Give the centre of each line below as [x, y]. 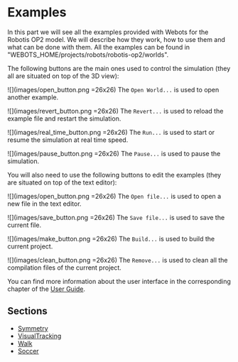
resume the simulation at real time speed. [68, 140]
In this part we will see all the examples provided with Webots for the [108, 32]
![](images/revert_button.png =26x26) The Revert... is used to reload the [115, 111]
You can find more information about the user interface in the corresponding [119, 281]
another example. [33, 97]
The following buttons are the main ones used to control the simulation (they [119, 68]
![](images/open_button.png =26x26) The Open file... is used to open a [114, 196]
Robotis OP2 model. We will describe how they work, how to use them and [117, 39]
